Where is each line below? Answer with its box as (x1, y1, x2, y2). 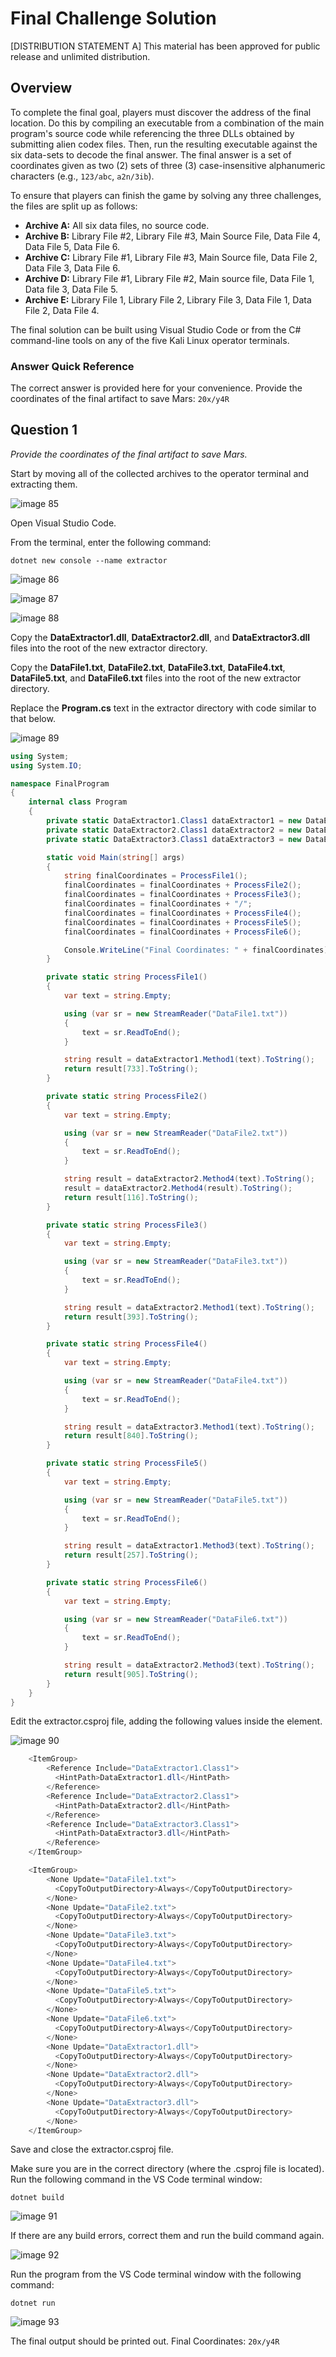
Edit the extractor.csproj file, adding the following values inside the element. (10, 1715, 323, 1727)
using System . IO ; (10, 760, 83, 771)
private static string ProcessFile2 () (46, 1092, 208, 1102)
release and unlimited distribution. (10, 50, 151, 62)
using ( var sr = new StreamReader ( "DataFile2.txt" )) (63, 1128, 288, 1138)
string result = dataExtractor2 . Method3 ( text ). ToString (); (63, 1660, 315, 1671)
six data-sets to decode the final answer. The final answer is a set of (10, 148, 292, 161)
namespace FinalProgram (10, 778, 110, 789)
